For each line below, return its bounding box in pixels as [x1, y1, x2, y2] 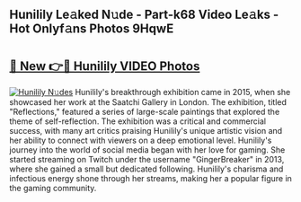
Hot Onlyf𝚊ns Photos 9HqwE [9, 22, 174, 37]
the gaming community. [9, 183, 97, 193]
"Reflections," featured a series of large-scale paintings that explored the [9, 107, 280, 117]
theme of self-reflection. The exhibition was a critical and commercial [9, 116, 267, 127]
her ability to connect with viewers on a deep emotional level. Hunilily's [9, 135, 272, 145]
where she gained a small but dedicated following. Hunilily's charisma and [9, 163, 284, 174]
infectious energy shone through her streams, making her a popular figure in [9, 173, 292, 183]
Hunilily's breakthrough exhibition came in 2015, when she [75, 87, 291, 97]
